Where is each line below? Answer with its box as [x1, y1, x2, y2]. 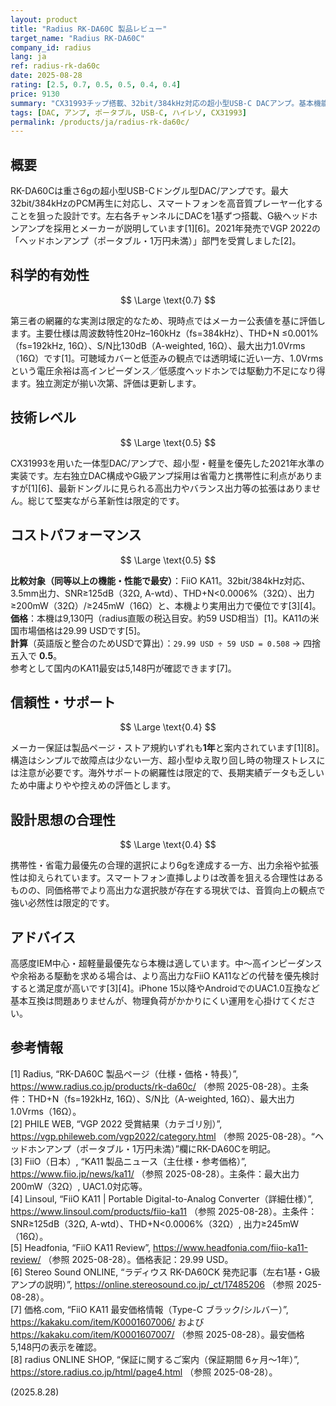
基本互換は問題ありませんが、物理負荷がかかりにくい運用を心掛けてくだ [10, 994, 308, 1006]
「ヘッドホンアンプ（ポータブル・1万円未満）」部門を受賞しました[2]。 [10, 235, 302, 247]
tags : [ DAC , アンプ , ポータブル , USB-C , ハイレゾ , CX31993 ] [10, 107, 248, 118]
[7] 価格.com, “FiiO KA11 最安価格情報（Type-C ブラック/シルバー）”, [10, 1303, 289, 1315]
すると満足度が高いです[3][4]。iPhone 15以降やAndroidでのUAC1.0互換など [10, 982, 320, 994]
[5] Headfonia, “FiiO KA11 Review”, [10, 1241, 152, 1253]
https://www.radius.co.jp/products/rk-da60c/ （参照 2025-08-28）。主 [10, 1080, 301, 1092]
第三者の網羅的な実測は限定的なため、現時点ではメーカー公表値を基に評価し [10, 314, 326, 326]
